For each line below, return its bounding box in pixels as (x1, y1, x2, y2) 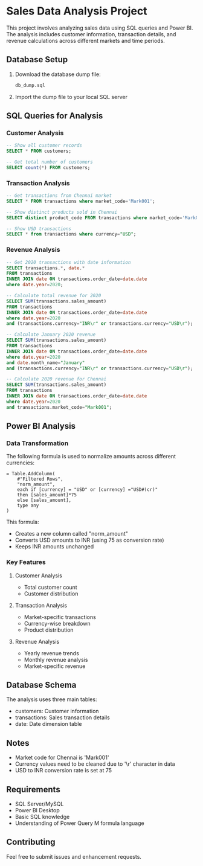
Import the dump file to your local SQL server (14, 93, 128, 100)
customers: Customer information (14, 708, 99, 715)
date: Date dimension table (14, 720, 82, 728)
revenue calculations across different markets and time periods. (6, 37, 165, 44)
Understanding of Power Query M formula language (14, 819, 144, 827)
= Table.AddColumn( (6, 471, 56, 477)
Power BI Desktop (14, 807, 60, 814)
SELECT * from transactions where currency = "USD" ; (6, 231, 137, 237)
